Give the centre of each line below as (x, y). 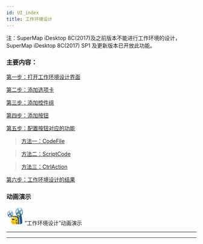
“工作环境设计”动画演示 (53, 223)
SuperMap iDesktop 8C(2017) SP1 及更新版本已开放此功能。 (81, 45)
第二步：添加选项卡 (30, 89)
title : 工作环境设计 (29, 19)
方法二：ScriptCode (46, 153)
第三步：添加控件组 (30, 102)
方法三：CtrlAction (44, 167)
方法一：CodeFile (43, 141)
